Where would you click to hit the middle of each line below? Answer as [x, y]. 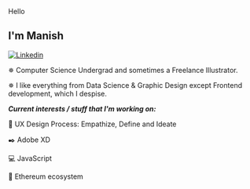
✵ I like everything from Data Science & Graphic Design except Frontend [125, 85]
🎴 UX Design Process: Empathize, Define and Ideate [92, 124]
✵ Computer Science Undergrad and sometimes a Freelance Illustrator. [123, 70]
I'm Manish [36, 36]
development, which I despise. [58, 93]
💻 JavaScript [30, 158]
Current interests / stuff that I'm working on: [82, 108]
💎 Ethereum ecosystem [46, 176]
